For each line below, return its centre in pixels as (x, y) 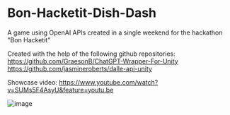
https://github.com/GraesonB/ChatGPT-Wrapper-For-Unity (93, 61)
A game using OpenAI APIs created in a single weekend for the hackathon (115, 32)
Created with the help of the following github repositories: (91, 54)
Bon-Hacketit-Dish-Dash (82, 13)
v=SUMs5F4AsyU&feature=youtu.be (61, 90)
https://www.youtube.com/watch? (109, 82)
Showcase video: (33, 82)
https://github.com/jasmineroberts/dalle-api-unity (80, 68)
